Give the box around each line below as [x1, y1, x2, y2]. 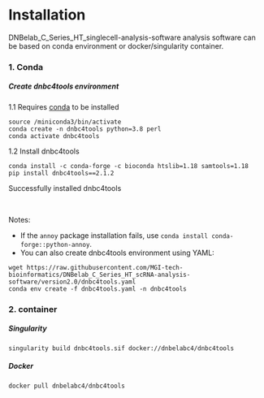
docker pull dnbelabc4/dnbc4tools [8, 382, 126, 390]
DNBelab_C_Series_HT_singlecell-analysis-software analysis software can [8, 32, 256, 42]
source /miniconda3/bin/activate [8, 118, 122, 126]
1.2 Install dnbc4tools [8, 146, 80, 156]
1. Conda [8, 61, 44, 72]
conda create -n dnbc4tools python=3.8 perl [8, 124, 162, 133]
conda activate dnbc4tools [8, 132, 100, 140]
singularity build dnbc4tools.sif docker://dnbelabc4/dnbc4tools [8, 344, 234, 353]
